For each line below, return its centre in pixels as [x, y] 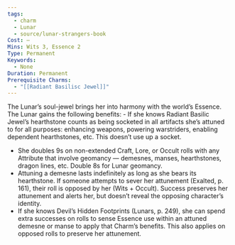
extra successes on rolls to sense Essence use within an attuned [112, 219]
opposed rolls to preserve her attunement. [80, 234]
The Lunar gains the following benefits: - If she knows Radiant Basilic [108, 114]
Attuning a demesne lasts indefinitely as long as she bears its [107, 173]
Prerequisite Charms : [39, 80]
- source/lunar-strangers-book [60, 34]
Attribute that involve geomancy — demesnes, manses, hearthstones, [119, 158]
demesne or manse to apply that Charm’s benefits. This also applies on [121, 226]
